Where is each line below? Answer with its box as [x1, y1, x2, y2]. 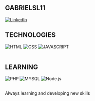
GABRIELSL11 [5, 4, 45, 12]
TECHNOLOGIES [5, 31, 56, 39]
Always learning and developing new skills [5, 90, 90, 96]
